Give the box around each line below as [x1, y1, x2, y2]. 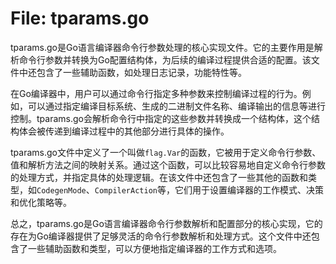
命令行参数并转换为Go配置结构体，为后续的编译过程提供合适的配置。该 [18, 53, 312, 66]
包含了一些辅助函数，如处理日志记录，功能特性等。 [36, 66, 247, 78]
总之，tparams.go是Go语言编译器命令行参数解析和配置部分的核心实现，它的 [10, 217, 323, 229]
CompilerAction [94, 185, 158, 196]
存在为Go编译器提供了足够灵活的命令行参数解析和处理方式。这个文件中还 [10, 230, 312, 242]
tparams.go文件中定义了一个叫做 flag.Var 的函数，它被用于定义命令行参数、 [10, 146, 322, 158]
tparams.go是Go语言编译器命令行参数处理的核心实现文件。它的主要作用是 [10, 41, 315, 53]
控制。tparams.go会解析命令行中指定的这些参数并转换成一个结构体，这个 [10, 112, 312, 124]
